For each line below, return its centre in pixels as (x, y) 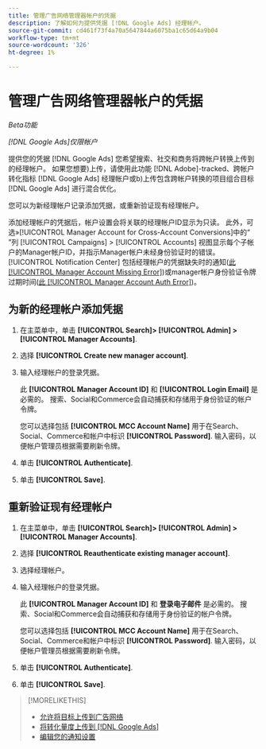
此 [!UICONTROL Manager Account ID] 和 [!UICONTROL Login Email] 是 (139, 389)
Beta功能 (23, 125)
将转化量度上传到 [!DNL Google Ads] (99, 726)
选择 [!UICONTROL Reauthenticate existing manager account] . (125, 553)
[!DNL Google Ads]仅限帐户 (53, 142)
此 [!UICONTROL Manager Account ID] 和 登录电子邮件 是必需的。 (129, 603)
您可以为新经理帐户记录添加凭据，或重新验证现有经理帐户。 (106, 205)
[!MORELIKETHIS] (57, 700)
